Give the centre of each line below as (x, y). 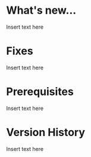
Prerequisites (40, 92)
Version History (45, 133)
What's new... (41, 10)
